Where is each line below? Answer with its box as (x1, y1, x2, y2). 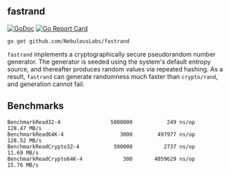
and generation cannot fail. (7, 80, 85, 88)
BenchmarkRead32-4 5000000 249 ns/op (7, 118, 196, 125)
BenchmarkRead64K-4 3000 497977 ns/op (7, 131, 196, 138)
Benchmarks (7, 100, 64, 112)
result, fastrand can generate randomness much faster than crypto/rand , (7, 72, 218, 80)
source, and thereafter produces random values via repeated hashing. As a (7, 64, 224, 73)
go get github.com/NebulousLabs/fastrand (7, 38, 130, 45)
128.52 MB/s (7, 136, 42, 144)
